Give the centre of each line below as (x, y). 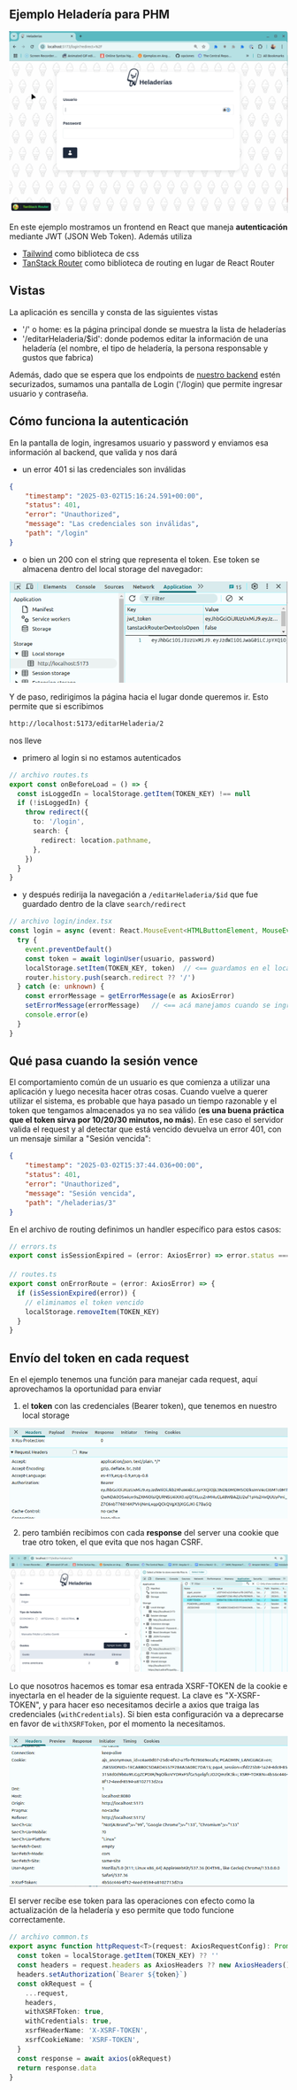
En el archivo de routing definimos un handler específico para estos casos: (145, 1229)
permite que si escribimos (57, 706)
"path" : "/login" (57, 534)
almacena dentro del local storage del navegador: (112, 569)
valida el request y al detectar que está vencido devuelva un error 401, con (145, 1129)
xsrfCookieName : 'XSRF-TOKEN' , (83, 2040)
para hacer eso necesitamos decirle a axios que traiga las (154, 1705)
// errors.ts (33, 1246)
